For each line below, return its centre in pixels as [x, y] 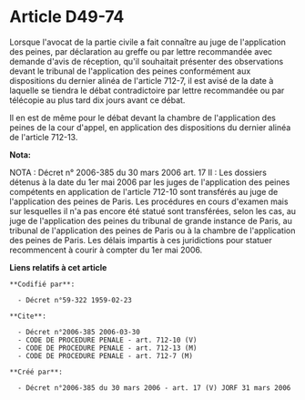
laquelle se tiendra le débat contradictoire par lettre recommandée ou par [147, 90]
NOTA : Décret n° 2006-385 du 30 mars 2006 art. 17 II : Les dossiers [138, 172]
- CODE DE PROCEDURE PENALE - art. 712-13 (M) [107, 348]
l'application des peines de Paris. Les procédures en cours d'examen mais [149, 201]
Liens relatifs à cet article [58, 267]
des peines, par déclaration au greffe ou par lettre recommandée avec [141, 51]
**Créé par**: [36, 372]
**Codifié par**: [42, 284]
